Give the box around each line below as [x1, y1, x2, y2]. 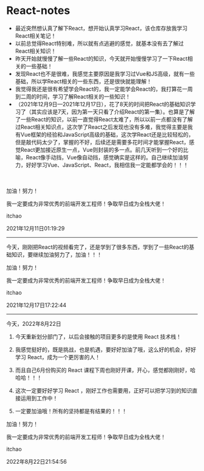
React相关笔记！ [15, 32, 56, 40]
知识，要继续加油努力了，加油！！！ [11, 250, 102, 258]
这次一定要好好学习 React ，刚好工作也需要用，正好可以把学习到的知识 [15, 387, 192, 394]
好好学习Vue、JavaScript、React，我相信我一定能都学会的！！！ [25, 161, 189, 168]
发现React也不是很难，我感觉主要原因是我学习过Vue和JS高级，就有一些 [15, 70, 195, 77]
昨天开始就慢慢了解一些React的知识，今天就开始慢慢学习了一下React [15, 55, 188, 62]
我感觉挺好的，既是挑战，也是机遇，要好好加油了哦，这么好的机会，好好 [15, 346, 196, 353]
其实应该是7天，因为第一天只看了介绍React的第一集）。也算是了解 [31, 108, 195, 115]
